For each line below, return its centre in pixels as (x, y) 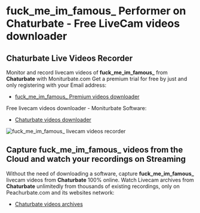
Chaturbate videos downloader (53, 120)
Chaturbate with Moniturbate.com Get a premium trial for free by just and (97, 79)
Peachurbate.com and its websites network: (60, 192)
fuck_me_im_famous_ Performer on (96, 11)
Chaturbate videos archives (49, 204)
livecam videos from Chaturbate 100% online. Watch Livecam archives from (100, 180)
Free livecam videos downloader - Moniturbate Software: (76, 108)
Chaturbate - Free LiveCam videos (93, 24)
